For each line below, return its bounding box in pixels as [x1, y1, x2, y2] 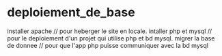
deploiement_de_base [7, 5, 135, 20]
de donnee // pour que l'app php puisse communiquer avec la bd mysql [7, 41, 208, 49]
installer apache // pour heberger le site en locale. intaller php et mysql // [7, 27, 212, 35]
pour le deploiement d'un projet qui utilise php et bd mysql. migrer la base [7, 34, 215, 42]
